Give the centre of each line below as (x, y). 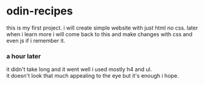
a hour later (24, 56)
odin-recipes (40, 11)
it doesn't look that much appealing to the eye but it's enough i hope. (93, 76)
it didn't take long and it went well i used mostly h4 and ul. (79, 69)
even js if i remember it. (36, 40)
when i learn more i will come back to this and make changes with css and (100, 34)
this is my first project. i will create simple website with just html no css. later (102, 28)
